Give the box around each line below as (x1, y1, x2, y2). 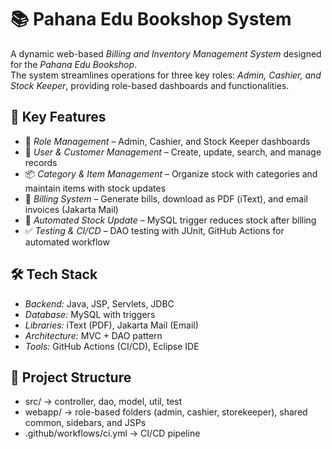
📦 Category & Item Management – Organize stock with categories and (24, 167, 318, 180)
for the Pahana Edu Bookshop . (10, 58, 138, 70)
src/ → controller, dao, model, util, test (24, 396, 183, 408)
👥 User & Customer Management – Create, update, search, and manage (24, 146, 322, 158)
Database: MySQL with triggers (24, 308, 156, 320)
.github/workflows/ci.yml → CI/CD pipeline (24, 427, 201, 440)
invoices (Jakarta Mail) (24, 203, 119, 215)
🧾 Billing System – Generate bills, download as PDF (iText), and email (24, 192, 308, 205)
